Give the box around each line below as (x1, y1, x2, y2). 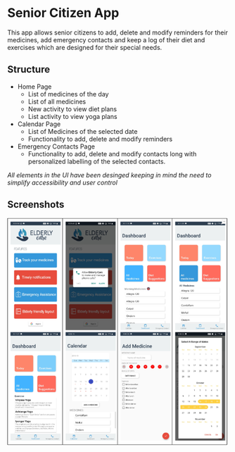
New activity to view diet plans (27, 104, 118, 113)
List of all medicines (27, 97, 87, 106)
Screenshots (7, 199, 65, 211)
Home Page (17, 82, 52, 91)
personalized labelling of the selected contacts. (27, 157, 166, 165)
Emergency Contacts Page (17, 142, 95, 151)
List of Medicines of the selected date (27, 127, 138, 135)
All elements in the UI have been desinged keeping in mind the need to (7, 170, 212, 179)
